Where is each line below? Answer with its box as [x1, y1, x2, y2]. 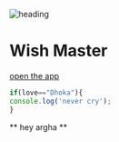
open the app [9, 70, 60, 81]
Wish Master [9, 41, 108, 61]
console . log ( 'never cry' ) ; [9, 96, 112, 106]
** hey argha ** [9, 121, 68, 132]
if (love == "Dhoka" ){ [9, 87, 84, 97]
